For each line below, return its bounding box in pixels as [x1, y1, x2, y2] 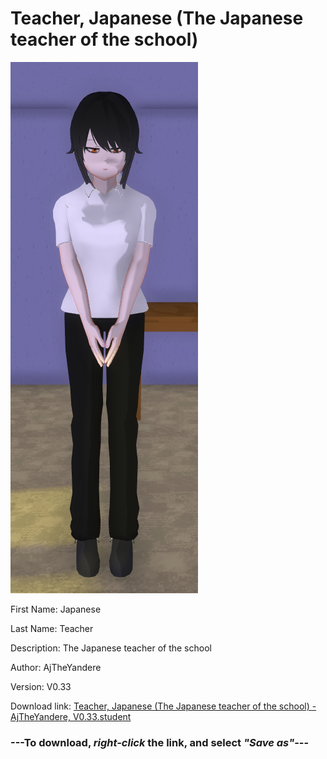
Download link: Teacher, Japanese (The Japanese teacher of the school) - [10, 700, 317, 712]
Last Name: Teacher [10, 622, 94, 634]
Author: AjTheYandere [10, 661, 102, 673]
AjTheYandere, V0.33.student [10, 710, 132, 722]
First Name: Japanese [10, 603, 102, 615]
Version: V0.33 [10, 680, 72, 692]
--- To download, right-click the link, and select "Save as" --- [10, 735, 310, 749]
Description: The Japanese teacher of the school [10, 642, 212, 654]
